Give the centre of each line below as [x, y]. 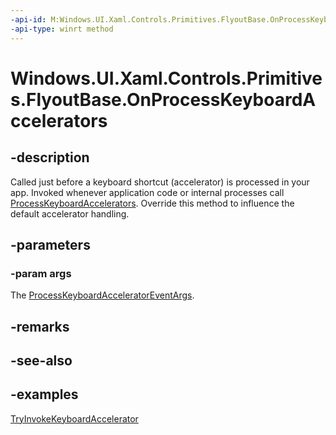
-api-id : [28, 19]
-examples [44, 394]
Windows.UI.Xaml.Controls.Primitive [166, 78]
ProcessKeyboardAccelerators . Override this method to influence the [152, 203]
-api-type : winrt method [62, 29]
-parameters [50, 244]
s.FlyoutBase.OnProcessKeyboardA [163, 99]
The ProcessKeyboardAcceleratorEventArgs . [102, 295]
